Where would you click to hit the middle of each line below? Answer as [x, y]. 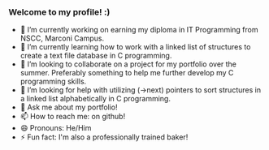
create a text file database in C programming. [96, 56]
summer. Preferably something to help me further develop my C [127, 73]
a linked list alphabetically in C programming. [95, 99]
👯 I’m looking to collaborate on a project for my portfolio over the [128, 64]
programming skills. [53, 81]
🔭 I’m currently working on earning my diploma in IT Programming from [139, 30]
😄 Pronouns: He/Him [56, 128]
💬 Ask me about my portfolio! [69, 107]
